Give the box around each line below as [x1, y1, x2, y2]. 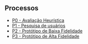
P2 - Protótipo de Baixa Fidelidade [11, 27, 83, 34]
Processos [4, 4, 38, 12]
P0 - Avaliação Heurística [11, 17, 64, 23]
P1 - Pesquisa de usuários [11, 22, 65, 28]
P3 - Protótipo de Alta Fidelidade [11, 33, 79, 39]
